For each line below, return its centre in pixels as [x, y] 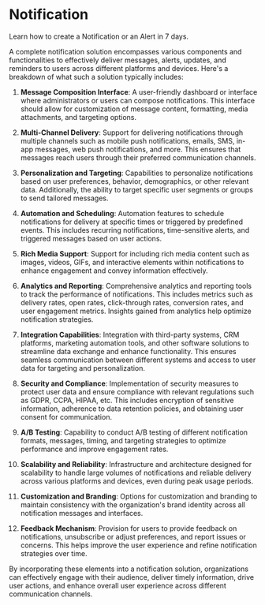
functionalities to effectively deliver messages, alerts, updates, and [118, 60]
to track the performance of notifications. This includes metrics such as [136, 294]
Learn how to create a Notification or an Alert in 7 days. [99, 36]
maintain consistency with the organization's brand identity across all [132, 504]
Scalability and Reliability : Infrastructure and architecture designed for [136, 464]
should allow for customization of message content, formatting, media [134, 109]
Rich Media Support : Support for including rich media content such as [135, 253]
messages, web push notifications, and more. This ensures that [138, 149]
